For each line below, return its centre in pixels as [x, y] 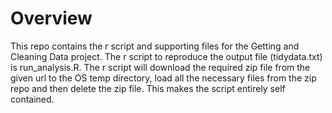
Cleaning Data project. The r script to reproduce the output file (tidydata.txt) [166, 56]
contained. [32, 99]
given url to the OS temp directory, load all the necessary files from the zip [163, 78]
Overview [51, 18]
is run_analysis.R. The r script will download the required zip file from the [160, 67]
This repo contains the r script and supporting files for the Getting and [155, 46]
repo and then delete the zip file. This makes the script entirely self [148, 88]
